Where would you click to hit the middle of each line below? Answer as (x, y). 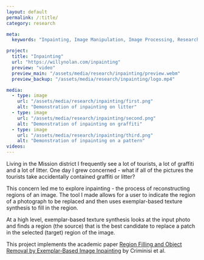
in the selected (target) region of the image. (61, 232)
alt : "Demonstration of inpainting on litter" (77, 107)
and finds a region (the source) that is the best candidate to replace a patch (101, 226)
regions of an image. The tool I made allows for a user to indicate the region (101, 195)
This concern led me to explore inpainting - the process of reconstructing (98, 188)
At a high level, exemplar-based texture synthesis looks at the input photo (98, 220)
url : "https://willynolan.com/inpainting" (66, 62)
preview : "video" (34, 67)
